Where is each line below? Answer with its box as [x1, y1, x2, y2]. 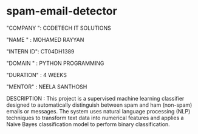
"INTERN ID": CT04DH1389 [6, 47, 75, 55]
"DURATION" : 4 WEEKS [6, 71, 67, 78]
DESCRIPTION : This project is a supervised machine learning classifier [6, 95, 185, 102]
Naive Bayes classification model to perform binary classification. [6, 120, 170, 128]
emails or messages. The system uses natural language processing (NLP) [6, 107, 191, 115]
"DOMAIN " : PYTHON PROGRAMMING [6, 59, 104, 67]
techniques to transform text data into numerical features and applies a [6, 114, 184, 121]
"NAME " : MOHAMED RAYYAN [6, 36, 84, 43]
